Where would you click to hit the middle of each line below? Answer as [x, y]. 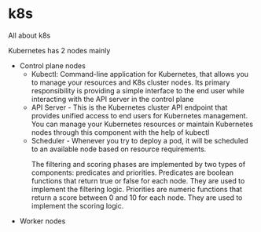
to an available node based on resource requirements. [119, 149]
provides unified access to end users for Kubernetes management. [140, 115]
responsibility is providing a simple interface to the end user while [138, 90]
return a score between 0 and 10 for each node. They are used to [137, 198]
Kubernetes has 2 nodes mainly [59, 50]
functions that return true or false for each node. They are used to [138, 180]
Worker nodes [42, 221]
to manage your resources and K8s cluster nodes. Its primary [130, 82]
